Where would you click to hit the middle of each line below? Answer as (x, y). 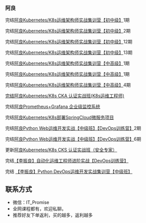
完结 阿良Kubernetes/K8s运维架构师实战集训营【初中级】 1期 (68, 20)
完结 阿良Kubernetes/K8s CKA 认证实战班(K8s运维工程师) (65, 96)
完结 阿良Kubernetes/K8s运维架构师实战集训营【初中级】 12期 (69, 42)
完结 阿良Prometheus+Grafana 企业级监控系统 (53, 107)
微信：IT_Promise (31, 203)
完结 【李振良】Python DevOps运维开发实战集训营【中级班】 (69, 172)
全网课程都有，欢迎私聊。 (39, 209)
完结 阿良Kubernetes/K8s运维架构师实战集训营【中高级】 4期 (68, 85)
